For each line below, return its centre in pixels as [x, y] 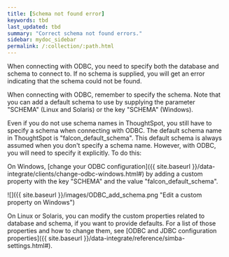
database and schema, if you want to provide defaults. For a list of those [112, 223]
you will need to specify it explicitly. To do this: [75, 153]
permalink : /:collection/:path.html [61, 46]
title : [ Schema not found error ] [56, 14]
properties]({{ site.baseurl [45, 238]
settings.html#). [30, 245]
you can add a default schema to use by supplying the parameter [101, 102]
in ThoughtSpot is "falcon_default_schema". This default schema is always [114, 138]
